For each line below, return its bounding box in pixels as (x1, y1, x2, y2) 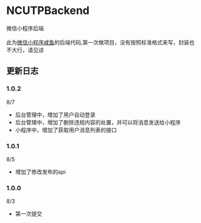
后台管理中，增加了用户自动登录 (15, 111, 96, 118)
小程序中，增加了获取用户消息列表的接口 (15, 126, 117, 133)
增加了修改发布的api (15, 168, 66, 175)
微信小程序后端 (6, 24, 44, 32)
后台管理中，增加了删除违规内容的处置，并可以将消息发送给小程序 (15, 118, 181, 126)
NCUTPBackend (6, 4, 90, 18)
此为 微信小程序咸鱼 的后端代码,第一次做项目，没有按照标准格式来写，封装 (6, 38, 190, 46)
